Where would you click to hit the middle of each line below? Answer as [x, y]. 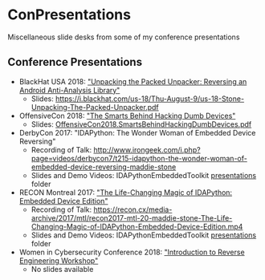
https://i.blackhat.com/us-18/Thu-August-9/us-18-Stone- [150, 99]
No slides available [62, 269]
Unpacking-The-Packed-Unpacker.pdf [95, 107]
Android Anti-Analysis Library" [69, 90]
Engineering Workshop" [59, 260]
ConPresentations [69, 15]
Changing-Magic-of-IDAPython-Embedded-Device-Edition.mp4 [137, 226]
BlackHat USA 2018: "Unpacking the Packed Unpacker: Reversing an [133, 81]
